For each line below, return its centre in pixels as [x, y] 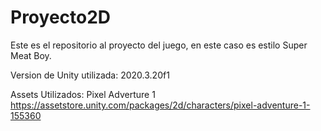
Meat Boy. [31, 55]
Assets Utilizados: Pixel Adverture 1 [83, 94]
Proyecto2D [61, 17]
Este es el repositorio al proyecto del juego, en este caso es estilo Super [159, 45]
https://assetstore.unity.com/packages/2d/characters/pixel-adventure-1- [160, 105]
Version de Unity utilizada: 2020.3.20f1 [90, 75]
